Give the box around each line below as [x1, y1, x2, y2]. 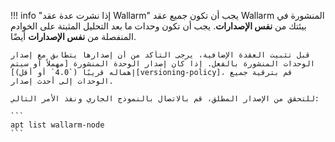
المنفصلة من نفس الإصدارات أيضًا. [10, 31, 137, 42]
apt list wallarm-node [10, 120, 105, 130]
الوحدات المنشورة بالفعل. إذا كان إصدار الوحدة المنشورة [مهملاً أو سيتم [10, 59, 315, 69]
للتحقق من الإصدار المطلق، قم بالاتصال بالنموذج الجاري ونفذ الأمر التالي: [10, 94, 320, 104]
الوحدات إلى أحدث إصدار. [10, 76, 114, 86]
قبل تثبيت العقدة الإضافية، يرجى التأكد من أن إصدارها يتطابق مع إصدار [10, 50, 311, 60]
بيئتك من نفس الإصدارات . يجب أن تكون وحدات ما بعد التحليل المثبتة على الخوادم [10, 20, 307, 32]
